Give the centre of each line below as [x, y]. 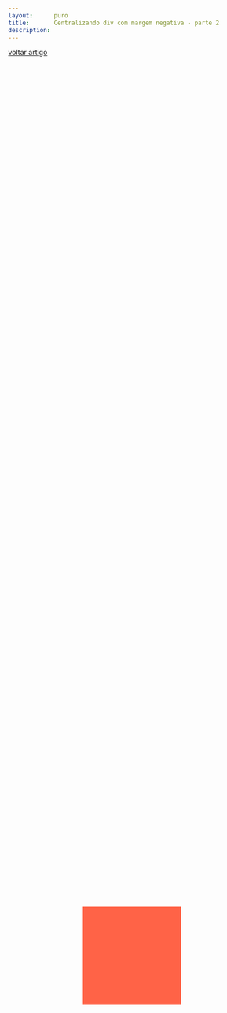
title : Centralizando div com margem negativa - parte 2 [114, 23]
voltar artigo [28, 53]
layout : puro [38, 15]
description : [29, 30]
